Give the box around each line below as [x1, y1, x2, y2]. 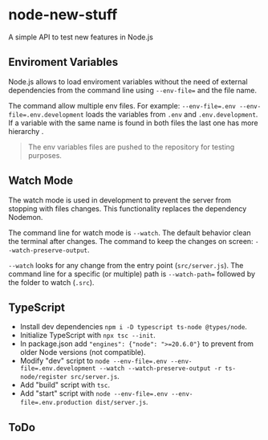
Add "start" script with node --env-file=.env [19, 389, 169, 398]
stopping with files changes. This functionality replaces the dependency [8, 203, 247, 214]
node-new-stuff [8, 6, 118, 24]
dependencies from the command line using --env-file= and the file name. [8, 85, 257, 95]
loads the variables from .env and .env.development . [85, 109, 258, 119]
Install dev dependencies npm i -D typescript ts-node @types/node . [19, 322, 247, 332]
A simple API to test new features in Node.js [8, 32, 154, 42]
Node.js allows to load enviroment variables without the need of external [8, 76, 248, 86]
